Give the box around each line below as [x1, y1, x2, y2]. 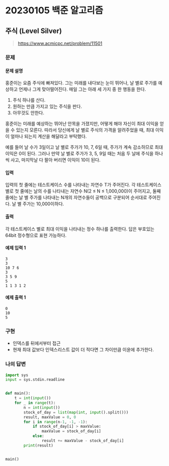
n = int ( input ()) [23, 405, 60, 410]
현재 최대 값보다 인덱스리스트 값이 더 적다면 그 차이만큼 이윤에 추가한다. [12, 347, 154, 353]
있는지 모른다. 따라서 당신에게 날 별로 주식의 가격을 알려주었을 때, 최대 [16, 127, 154, 133]
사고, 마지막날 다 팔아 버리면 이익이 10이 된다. [10, 157, 101, 163]
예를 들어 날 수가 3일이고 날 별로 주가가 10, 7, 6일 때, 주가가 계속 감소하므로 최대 [5, 144, 163, 150]
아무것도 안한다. [12, 110, 44, 116]
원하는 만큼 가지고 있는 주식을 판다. [12, 103, 82, 109]
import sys [5, 372, 29, 377]
